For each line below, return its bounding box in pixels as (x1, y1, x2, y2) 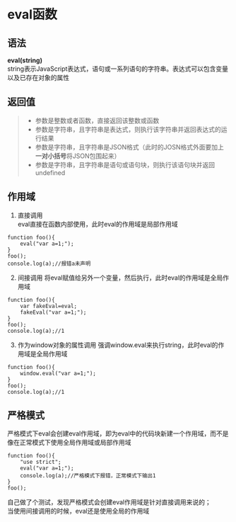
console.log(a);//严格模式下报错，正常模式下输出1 (20, 472, 156, 480)
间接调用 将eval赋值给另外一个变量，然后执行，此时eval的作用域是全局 (17, 273, 223, 282)
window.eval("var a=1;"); (20, 370, 97, 377)
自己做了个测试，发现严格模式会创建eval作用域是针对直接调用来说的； (7, 498, 211, 506)
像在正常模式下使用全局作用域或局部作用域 (7, 438, 131, 447)
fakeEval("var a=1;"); (20, 309, 87, 316)
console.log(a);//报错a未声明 (7, 260, 91, 267)
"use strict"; (20, 458, 61, 466)
